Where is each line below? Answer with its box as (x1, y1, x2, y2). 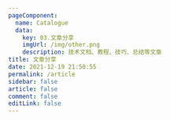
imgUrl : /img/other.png (22, 41, 101, 49)
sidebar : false (8, 77, 58, 85)
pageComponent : (8, 11, 58, 20)
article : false (8, 84, 58, 93)
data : (15, 26, 34, 34)
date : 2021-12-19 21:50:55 (8, 63, 97, 71)
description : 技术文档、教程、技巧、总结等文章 (22, 48, 162, 56)
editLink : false (8, 99, 61, 107)
